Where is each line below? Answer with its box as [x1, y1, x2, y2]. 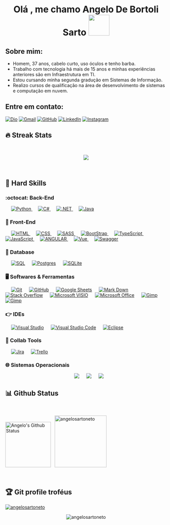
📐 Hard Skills [5, 179, 47, 188]
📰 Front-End [5, 218, 36, 226]
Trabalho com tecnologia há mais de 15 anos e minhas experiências [12, 66, 156, 72]
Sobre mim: [5, 47, 43, 56]
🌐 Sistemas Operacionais [5, 361, 70, 368]
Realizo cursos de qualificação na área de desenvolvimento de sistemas [12, 82, 165, 88]
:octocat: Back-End [5, 194, 55, 201]
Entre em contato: [5, 102, 64, 111]
